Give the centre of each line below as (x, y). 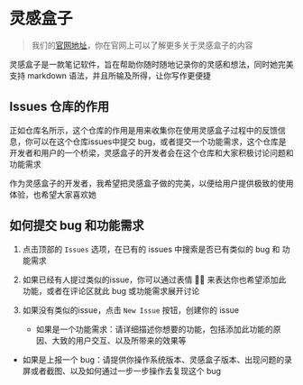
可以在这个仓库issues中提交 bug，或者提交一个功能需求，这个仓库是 (160, 142)
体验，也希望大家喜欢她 (53, 194)
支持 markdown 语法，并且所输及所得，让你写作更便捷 (110, 75)
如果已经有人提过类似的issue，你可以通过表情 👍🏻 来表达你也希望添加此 (154, 280)
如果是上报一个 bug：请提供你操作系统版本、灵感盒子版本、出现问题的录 (157, 359)
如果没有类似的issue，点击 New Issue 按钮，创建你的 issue (131, 310)
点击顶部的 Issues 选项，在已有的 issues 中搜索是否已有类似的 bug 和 (151, 249)
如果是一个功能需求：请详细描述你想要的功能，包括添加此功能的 (154, 329)
